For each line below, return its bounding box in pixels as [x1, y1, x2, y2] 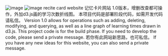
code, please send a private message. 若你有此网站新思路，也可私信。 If [5, 34, 157, 40]
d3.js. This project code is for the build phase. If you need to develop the [5, 28, 157, 34]
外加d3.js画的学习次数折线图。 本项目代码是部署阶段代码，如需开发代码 [14, 11, 163, 17]
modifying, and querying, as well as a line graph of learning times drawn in [5, 23, 161, 29]
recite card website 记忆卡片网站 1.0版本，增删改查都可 [43, 5, 158, 10]
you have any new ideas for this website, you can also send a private [5, 40, 149, 45]
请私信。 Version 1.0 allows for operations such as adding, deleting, [5, 17, 146, 23]
